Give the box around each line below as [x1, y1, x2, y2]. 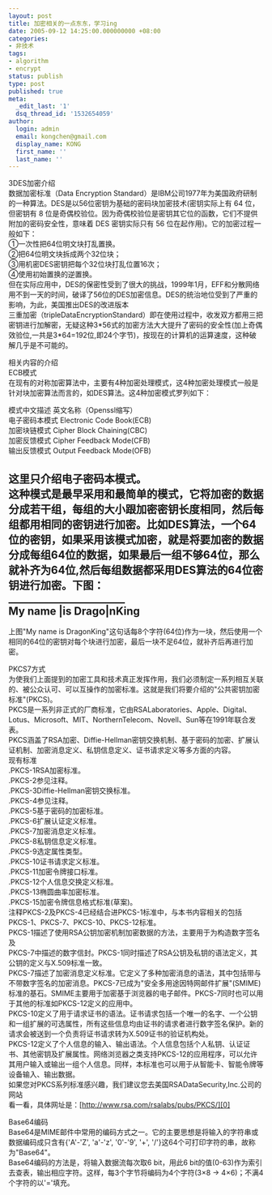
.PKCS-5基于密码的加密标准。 [8, 806, 108, 816]
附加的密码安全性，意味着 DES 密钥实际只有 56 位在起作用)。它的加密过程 [8, 219, 255, 229]
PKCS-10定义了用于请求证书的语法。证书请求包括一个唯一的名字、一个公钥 [8, 1009, 258, 1018]
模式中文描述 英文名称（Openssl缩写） [8, 405, 138, 415]
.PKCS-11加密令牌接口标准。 [8, 867, 103, 876]
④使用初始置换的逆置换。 [8, 269, 97, 280]
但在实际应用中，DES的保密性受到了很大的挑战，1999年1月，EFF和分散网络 [8, 280, 260, 289]
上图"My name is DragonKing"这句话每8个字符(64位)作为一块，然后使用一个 [8, 627, 263, 636]
